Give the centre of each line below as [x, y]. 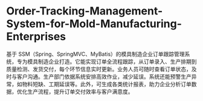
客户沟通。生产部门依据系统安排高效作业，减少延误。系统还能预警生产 [104, 76]
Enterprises [36, 37]
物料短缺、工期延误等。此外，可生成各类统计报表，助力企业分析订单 [107, 84]
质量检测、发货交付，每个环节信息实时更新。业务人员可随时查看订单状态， [99, 69]
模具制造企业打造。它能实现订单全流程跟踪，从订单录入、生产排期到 [112, 61]
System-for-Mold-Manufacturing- [94, 24]
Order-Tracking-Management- [85, 11]
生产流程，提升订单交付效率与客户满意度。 [80, 91]
